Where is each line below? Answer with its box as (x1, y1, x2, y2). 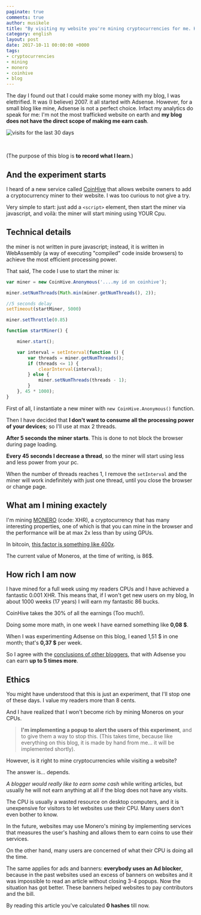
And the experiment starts (6, 169, 106, 180)
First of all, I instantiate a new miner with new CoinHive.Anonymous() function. (6, 405, 195, 412)
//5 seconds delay (6, 301, 52, 307)
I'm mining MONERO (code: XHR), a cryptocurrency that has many (6, 516, 170, 523)
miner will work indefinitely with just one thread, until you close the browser (6, 477, 193, 484)
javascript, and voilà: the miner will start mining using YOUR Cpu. (6, 210, 166, 217)
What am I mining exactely (6, 501, 108, 511)
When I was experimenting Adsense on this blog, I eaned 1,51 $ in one (6, 633, 178, 640)
